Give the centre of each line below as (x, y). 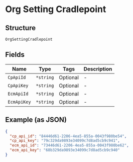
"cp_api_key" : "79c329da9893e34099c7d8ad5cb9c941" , (65, 141)
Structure (21, 28)
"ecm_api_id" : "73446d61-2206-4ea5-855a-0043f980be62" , (69, 145)
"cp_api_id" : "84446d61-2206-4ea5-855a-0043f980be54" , (68, 136)
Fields (15, 55)
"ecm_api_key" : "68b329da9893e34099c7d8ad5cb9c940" (65, 150)
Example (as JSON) (36, 120)
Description (98, 69)
